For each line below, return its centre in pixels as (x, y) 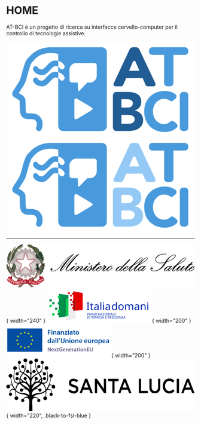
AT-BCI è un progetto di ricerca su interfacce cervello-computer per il (92, 27)
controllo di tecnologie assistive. (46, 33)
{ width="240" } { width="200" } (99, 320)
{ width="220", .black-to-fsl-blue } (49, 415)
